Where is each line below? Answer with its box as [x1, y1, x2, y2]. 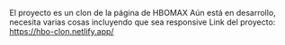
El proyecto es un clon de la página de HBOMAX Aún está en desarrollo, [9, 8, 276, 18]
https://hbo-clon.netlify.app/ [9, 26, 114, 36]
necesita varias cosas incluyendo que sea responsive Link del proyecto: [9, 17, 276, 27]
